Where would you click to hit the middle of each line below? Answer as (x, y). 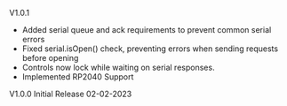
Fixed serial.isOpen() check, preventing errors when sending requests (150, 49)
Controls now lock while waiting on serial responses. (118, 67)
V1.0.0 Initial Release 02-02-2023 (71, 94)
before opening (50, 58)
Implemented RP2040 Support (78, 77)
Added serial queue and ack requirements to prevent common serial (147, 30)
